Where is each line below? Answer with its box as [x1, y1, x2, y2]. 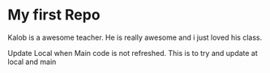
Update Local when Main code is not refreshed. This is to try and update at [7, 48, 259, 58]
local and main [7, 57, 57, 67]
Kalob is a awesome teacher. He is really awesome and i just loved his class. [7, 32, 263, 42]
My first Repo [7, 6, 101, 24]
